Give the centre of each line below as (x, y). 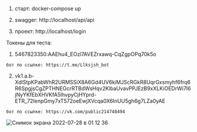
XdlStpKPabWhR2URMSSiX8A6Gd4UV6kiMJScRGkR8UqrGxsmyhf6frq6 (102, 82)
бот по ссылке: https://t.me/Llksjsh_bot (58, 65)
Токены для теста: (29, 43)
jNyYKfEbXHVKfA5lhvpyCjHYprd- (55, 95)
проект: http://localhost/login (50, 31)
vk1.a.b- (24, 76)
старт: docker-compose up (48, 9)
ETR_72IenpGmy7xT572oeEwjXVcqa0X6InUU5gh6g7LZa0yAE (90, 101)
